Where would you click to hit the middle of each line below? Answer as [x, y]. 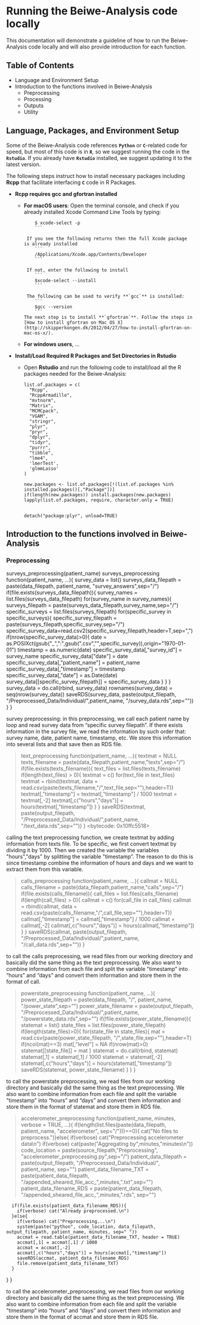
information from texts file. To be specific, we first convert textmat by [91, 844]
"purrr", [40, 448]
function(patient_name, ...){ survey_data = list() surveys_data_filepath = [94, 580]
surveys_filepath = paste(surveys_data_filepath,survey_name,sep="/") [93, 605]
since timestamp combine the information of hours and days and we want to [100, 863]
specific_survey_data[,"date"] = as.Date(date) [62, 675]
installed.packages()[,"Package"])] [69, 490]
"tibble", [41, 453]
